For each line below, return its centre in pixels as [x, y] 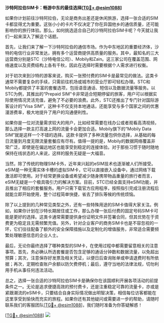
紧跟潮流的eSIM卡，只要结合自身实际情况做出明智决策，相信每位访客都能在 [81, 293]
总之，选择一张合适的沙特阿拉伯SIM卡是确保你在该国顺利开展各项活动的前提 [82, 280]
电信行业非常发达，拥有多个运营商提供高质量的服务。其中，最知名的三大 [86, 53]
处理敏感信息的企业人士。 [35, 235]
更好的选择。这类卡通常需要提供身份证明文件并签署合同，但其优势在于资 [86, 217]
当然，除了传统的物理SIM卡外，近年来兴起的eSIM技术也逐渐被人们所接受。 [80, 164]
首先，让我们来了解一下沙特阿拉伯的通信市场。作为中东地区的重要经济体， [80, 47]
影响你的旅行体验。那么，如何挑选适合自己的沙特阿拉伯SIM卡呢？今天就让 [80, 30]
